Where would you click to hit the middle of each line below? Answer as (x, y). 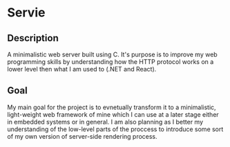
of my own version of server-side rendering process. (82, 136)
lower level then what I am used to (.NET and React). (82, 69)
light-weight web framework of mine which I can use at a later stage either (113, 114)
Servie (26, 13)
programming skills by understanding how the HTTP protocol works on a (111, 62)
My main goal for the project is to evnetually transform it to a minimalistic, (112, 107)
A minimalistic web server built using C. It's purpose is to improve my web (112, 54)
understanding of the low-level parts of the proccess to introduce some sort (115, 129)
